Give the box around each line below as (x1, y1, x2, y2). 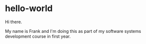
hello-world (5, 3, 53, 14)
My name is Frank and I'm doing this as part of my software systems (5, 28, 141, 34)
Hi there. (5, 19, 22, 25)
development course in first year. (5, 33, 71, 39)
